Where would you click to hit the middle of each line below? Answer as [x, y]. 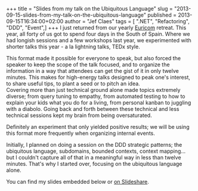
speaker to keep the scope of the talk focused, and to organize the [88, 64]
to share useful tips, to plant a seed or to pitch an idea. [73, 84]
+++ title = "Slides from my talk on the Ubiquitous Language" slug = [89, 9]
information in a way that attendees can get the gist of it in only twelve [92, 71]
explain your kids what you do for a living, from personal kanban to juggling [99, 103]
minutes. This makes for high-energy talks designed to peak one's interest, [98, 77]
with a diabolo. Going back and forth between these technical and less [93, 109]
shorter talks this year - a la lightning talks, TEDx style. [73, 47]
